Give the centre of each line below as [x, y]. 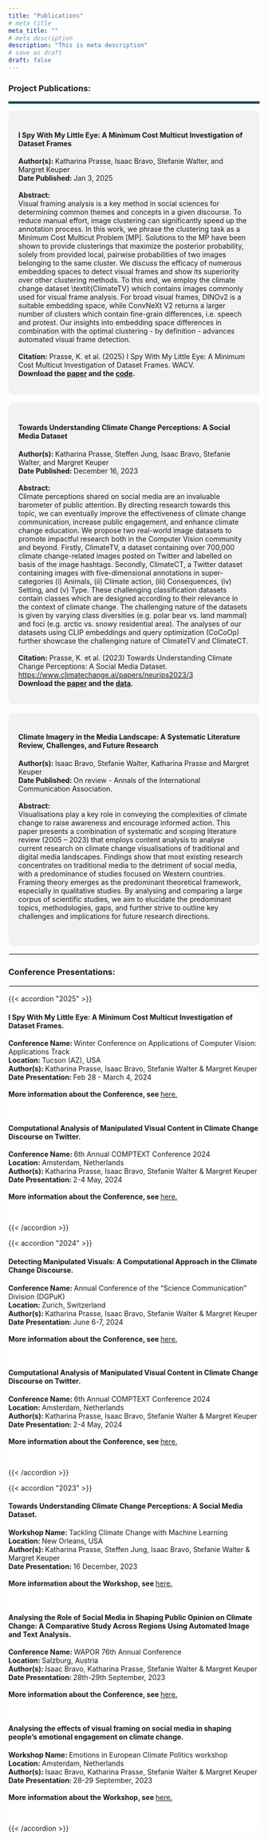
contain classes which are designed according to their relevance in [128, 598]
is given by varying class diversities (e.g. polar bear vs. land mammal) [133, 615]
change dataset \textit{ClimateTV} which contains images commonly [131, 289]
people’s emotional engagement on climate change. [96, 1737]
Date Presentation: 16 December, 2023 [73, 1567]
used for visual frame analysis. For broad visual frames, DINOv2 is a [130, 297]
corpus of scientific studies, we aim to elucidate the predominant [125, 899]
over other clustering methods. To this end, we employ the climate [127, 280]
